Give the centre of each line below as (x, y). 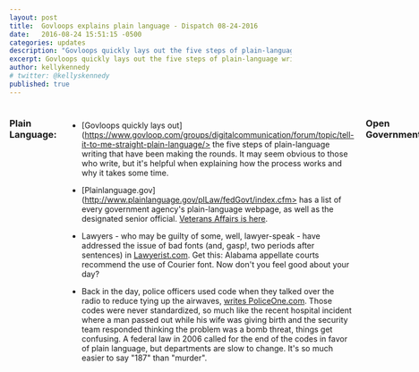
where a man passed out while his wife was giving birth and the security (215, 319)
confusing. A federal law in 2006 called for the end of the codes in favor (214, 338)
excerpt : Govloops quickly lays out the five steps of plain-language (144, 59)
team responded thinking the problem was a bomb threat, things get (207, 329)
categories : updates (48, 42)
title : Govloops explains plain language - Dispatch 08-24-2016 (133, 26)
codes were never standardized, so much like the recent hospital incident (217, 310)
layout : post (34, 17)
